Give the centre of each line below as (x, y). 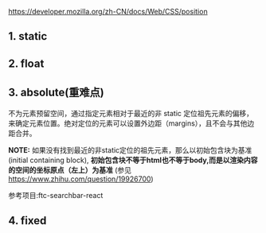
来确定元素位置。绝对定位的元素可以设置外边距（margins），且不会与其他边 (131, 123)
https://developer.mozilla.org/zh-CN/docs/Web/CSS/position (108, 12)
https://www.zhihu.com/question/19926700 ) (81, 179)
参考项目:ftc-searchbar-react (56, 195)
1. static (28, 36)
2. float (26, 63)
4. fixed (27, 221)
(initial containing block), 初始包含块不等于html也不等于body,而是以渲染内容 (133, 160)
